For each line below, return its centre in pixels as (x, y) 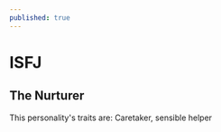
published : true (40, 18)
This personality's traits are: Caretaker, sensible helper (111, 118)
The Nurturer (47, 96)
